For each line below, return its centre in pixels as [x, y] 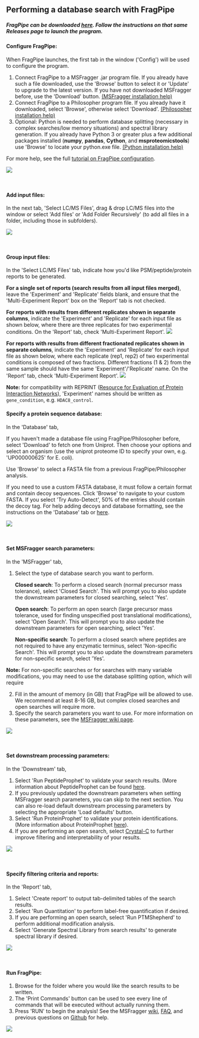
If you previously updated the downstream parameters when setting [98, 793]
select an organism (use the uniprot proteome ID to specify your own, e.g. [97, 451]
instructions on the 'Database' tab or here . [58, 512]
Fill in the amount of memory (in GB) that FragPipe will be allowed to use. [104, 694]
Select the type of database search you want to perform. [84, 573]
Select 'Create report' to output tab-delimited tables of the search [95, 899]
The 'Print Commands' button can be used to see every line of [91, 999]
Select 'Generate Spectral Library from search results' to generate [96, 930]
